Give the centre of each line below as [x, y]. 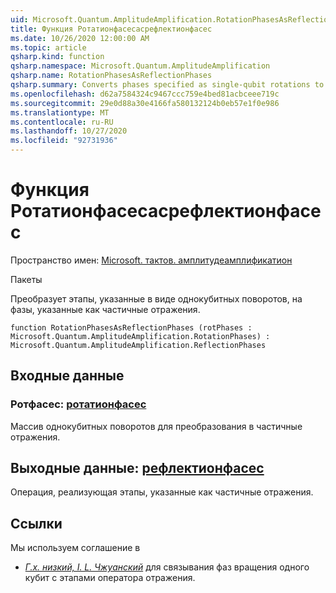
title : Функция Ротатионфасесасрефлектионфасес [111, 29]
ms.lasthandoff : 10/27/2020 [69, 131]
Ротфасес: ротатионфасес [78, 404]
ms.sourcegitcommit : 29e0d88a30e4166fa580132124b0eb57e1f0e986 [145, 103]
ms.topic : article [48, 47]
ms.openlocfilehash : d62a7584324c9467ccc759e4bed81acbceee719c [145, 94]
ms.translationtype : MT [60, 112]
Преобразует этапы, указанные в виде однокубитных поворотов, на [156, 298]
